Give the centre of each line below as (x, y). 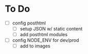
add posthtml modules (44, 35)
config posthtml (29, 23)
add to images (35, 46)
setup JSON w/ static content (51, 29)
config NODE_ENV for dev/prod (46, 40)
